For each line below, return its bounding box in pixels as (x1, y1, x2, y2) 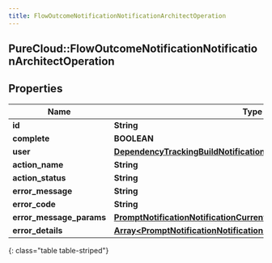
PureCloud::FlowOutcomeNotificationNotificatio (8, 42, 257, 56)
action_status (12, 172, 66, 183)
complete (12, 133, 50, 144)
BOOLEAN (113, 133, 154, 144)
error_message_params (12, 211, 107, 223)
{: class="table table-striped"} (8, 245, 109, 255)
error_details (12, 224, 63, 235)
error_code (12, 198, 57, 210)
